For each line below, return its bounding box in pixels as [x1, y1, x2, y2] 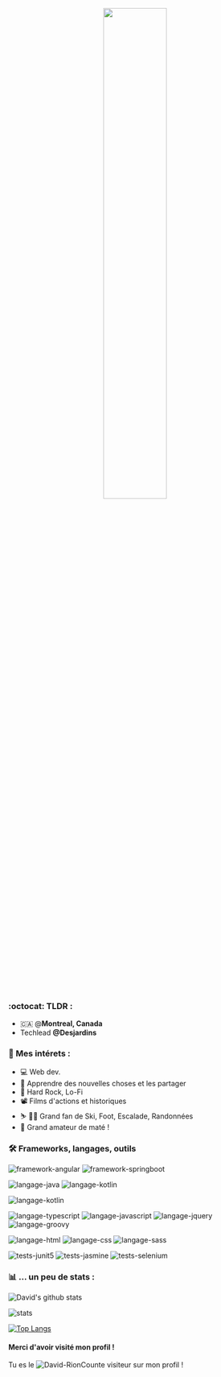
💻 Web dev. [19, 1067, 61, 1077]
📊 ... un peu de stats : [8, 1271, 95, 1282]
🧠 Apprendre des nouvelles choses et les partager [19, 1078, 186, 1088]
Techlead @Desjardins [19, 1028, 97, 1038]
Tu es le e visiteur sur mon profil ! [8, 1360, 183, 1370]
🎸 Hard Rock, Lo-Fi [19, 1087, 83, 1097]
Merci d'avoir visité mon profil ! [8, 1342, 115, 1352]
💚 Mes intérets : [8, 1048, 71, 1059]
